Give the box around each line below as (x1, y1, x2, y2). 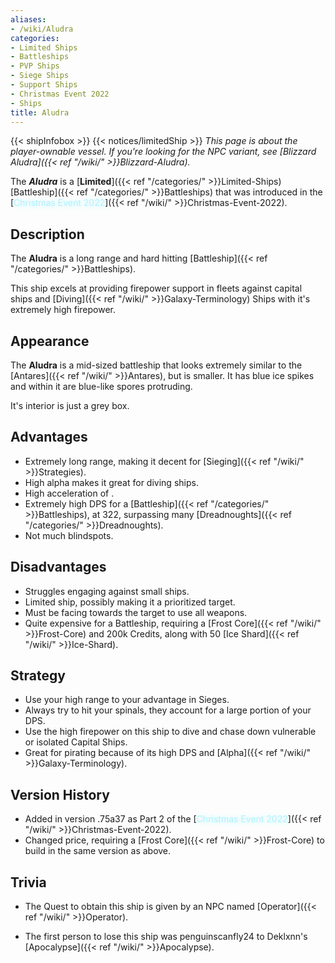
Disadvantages (10, 559, 107, 576)
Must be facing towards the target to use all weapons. (24, 606, 248, 618)
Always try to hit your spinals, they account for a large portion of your (24, 704, 312, 716)
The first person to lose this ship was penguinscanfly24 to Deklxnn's (24, 931, 308, 943)
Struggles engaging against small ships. (24, 585, 190, 597)
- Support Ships (10, 80, 78, 90)
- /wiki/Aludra (10, 24, 74, 34)
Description (10, 226, 85, 243)
